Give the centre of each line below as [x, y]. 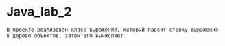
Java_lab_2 [39, 12]
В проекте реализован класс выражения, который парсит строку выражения [113, 30]
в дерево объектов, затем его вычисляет [65, 36]
